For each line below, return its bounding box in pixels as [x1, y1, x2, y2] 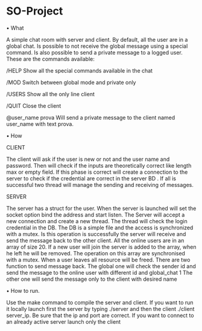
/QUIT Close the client [6, 102, 62, 110]
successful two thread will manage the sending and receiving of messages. [6, 181, 194, 188]
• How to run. [6, 287, 40, 294]
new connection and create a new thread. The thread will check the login [6, 217, 188, 224]
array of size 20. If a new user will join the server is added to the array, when [6, 243, 197, 251]
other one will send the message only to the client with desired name [6, 275, 177, 283]
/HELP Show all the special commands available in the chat [6, 67, 153, 74]
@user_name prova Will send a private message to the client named [6, 114, 175, 121]
